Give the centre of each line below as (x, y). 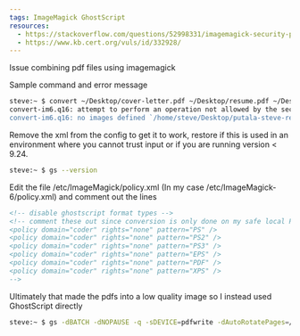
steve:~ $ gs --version (54, 170)
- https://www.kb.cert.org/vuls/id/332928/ (99, 42)
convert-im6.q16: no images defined (77, 118)
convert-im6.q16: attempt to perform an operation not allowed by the (143, 110)
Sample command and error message (79, 85)
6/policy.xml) (33, 196)
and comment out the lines (108, 196)
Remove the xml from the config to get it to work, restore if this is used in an (149, 135)
